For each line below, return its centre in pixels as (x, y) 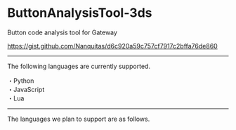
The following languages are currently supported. (79, 66)
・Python (21, 80)
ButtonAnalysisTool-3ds (80, 13)
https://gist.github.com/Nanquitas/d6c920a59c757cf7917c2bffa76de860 (112, 46)
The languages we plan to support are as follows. (79, 119)
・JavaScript (26, 89)
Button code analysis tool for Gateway (63, 32)
